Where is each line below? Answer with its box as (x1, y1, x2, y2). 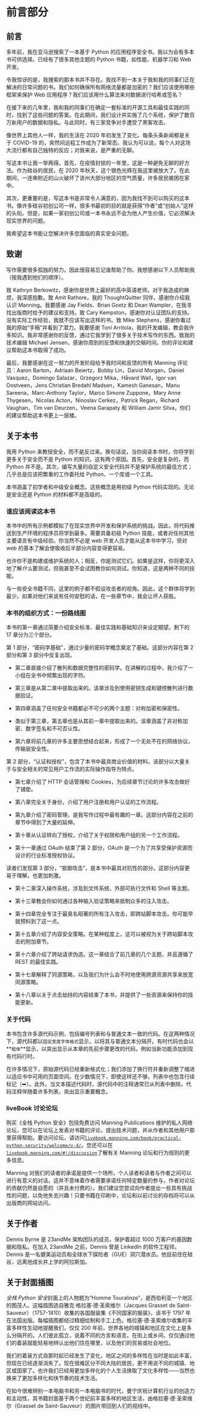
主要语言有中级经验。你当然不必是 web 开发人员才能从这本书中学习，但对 (6, 536, 187, 544)
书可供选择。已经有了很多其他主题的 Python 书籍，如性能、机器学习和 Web (6, 56, 191, 63)
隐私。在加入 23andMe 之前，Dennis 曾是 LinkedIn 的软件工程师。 (16, 1243, 180, 1250)
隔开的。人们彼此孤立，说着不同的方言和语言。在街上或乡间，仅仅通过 (16, 1332, 190, 1339)
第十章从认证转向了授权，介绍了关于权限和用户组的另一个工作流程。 (14, 832, 183, 839)
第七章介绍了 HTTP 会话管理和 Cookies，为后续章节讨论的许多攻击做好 (14, 778, 190, 786)
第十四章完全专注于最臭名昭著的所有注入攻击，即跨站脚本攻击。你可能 (14, 910, 188, 918)
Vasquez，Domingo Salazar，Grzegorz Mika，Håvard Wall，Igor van (6, 374, 176, 381)
